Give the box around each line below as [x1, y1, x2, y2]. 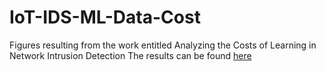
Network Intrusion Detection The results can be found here [9, 49, 252, 61]
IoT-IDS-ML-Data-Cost [9, 6, 201, 29]
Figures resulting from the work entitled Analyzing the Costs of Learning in [9, 39, 317, 51]
